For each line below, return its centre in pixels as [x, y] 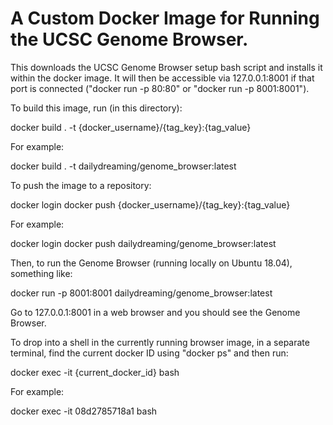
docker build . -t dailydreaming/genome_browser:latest [123, 166]
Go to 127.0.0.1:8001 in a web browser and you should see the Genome [155, 312]
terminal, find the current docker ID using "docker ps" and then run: [149, 353]
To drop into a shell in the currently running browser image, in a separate [160, 342]
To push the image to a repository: [81, 185]
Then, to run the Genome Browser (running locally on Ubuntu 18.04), [151, 263]
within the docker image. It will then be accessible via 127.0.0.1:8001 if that [162, 78]
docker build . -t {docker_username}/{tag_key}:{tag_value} [131, 127]
